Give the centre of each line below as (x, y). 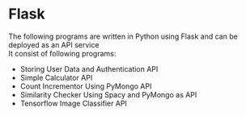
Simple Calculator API (56, 77)
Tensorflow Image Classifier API (74, 103)
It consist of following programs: (62, 53)
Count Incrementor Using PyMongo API (86, 86)
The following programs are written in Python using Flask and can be (123, 36)
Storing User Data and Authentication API (89, 68)
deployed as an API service (54, 44)
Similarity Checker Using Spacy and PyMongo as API (108, 94)
